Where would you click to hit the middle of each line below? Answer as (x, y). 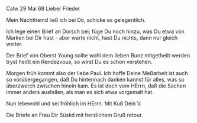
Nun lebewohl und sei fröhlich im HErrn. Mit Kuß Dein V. (74, 103)
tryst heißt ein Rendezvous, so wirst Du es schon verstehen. (79, 62)
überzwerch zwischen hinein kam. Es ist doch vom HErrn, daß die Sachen (96, 86)
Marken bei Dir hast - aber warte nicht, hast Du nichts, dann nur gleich (92, 38)
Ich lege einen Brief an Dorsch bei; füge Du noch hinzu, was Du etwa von (96, 31)
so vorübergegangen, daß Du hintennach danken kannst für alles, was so (95, 80)
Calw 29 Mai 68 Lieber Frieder (43, 9)
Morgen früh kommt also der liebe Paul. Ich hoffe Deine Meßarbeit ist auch (97, 73)
